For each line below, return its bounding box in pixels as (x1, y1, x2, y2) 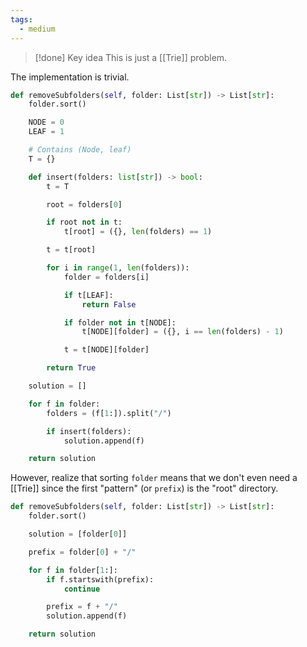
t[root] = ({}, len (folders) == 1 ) (63, 227, 213, 237)
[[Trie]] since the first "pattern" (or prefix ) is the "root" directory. (10, 482, 279, 495)
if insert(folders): (46, 426, 132, 436)
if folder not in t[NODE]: (63, 317, 177, 328)
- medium (19, 24, 56, 34)
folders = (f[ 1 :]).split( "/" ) (46, 408, 172, 418)
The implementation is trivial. (10, 71, 130, 83)
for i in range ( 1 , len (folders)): (46, 263, 190, 273)
